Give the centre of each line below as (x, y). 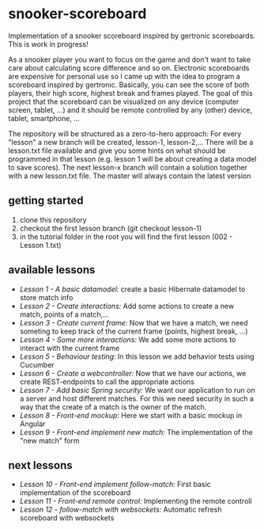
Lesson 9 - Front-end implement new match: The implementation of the (136, 432)
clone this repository (53, 219)
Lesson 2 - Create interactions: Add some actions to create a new (127, 306)
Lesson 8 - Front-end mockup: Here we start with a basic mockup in (131, 415)
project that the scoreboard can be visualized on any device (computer (124, 101)
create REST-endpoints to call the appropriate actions (107, 382)
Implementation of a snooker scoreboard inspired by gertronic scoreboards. (132, 36)
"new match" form (50, 440)
